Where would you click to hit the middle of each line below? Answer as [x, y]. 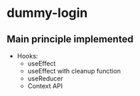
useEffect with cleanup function [74, 71]
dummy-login [47, 13]
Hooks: [27, 56]
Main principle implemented [70, 39]
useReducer [45, 78]
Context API [45, 86]
